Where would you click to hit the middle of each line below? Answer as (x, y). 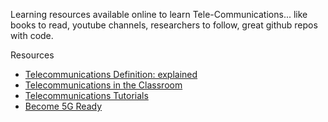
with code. (32, 35)
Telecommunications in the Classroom (103, 85)
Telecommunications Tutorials (86, 95)
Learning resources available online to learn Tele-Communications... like (159, 14)
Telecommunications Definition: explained (111, 74)
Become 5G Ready (63, 106)
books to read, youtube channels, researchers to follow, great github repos (164, 25)
